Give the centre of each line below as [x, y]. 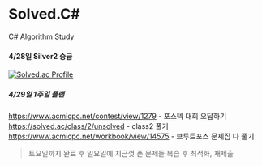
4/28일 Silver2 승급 [41, 56]
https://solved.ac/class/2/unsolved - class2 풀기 [88, 126]
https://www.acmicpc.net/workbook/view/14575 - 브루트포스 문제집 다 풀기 [131, 136]
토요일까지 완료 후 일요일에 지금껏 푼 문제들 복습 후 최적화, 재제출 [131, 154]
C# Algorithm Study [41, 36]
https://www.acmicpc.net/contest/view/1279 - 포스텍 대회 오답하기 [118, 116]
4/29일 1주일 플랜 [37, 94]
